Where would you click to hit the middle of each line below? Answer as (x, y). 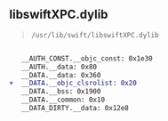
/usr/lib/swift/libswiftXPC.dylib (95, 35)
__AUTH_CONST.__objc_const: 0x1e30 (87, 58)
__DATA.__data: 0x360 (61, 75)
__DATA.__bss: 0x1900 (61, 92)
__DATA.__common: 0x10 (63, 100)
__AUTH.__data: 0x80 (59, 67)
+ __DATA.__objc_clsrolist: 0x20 (73, 84)
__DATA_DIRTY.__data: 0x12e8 (75, 109)
